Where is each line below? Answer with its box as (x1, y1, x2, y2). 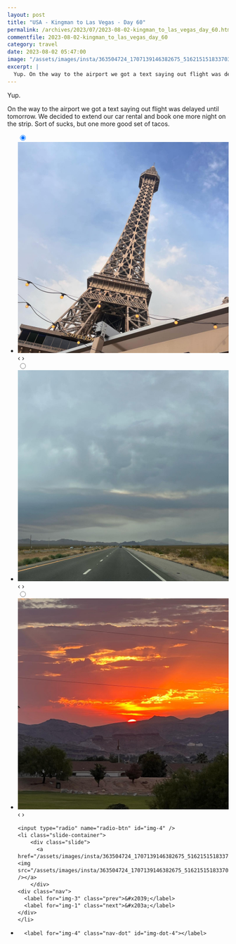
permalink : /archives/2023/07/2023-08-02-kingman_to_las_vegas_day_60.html (7, 26, 234, 33)
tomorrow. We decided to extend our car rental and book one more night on (7, 112, 226, 120)
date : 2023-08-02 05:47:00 (7, 49, 86, 56)
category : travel (7, 41, 58, 49)
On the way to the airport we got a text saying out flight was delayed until (7, 104, 219, 113)
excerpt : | (7, 63, 39, 70)
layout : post (7, 11, 46, 18)
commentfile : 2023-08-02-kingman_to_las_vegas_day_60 (7, 34, 169, 41)
